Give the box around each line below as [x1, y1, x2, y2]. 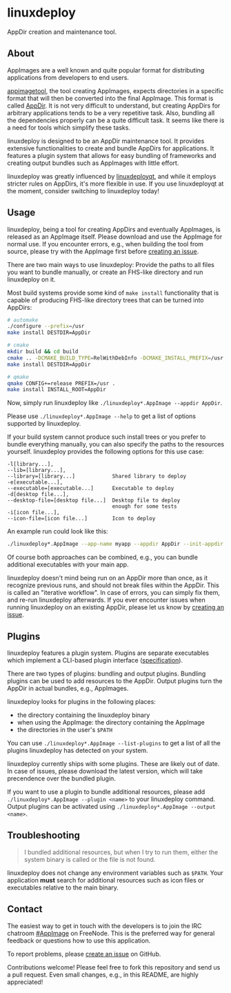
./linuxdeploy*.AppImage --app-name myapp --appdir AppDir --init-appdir [7, 540, 224, 548]
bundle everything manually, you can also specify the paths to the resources [7, 440, 225, 449]
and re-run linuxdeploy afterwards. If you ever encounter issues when [7, 596, 205, 604]
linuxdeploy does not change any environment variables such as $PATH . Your [7, 868, 224, 877]
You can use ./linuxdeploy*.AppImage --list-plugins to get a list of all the [7, 739, 221, 747]
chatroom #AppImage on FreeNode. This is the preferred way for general [7, 929, 215, 937]
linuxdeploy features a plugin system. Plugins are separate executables [7, 649, 209, 657]
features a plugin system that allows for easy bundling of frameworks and [7, 151, 217, 159]
